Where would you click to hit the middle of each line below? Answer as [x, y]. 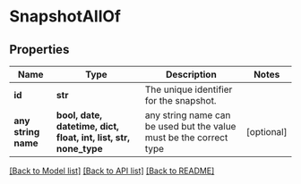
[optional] [267, 132]
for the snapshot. [181, 100]
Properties [39, 50]
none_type [80, 149]
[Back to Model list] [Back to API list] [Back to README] [112, 171]
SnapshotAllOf [65, 17]
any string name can [188, 115]
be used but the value [190, 126]
